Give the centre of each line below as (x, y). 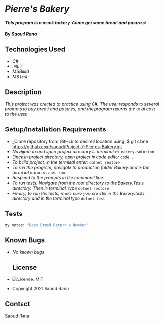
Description (23, 92)
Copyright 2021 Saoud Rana (40, 289)
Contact (18, 304)
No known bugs (28, 252)
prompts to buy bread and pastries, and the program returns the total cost (80, 109)
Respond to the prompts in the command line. (58, 177)
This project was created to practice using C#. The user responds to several (82, 104)
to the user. (16, 114)
